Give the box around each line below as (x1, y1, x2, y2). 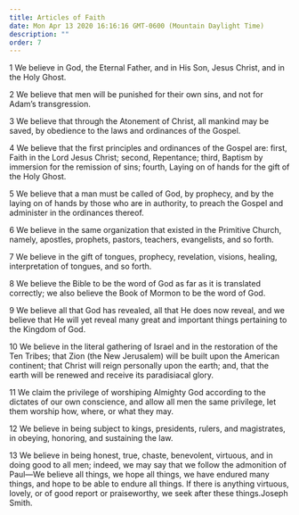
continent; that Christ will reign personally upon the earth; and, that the (9, 361, 270, 371)
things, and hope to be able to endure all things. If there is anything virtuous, (9, 478, 289, 489)
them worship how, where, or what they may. (9, 406, 174, 417)
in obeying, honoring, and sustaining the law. (9, 433, 174, 444)
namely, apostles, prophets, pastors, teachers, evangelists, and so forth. (9, 234, 274, 245)
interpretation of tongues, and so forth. (9, 261, 152, 272)
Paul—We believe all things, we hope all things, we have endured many (9, 469, 270, 480)
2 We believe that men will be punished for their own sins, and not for (9, 89, 264, 100)
